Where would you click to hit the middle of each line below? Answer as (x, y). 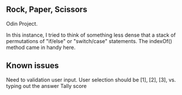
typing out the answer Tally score (46, 86)
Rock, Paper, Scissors (47, 10)
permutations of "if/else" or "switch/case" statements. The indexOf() (89, 41)
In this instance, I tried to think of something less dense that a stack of (91, 35)
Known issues (33, 66)
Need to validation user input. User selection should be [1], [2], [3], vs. (91, 80)
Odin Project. (22, 23)
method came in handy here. (41, 47)
